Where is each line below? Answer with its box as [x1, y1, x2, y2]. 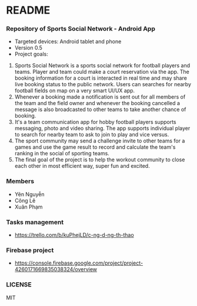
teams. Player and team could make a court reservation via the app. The [14, 69, 190, 76]
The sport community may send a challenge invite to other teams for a [14, 137, 185, 145]
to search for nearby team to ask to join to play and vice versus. [14, 131, 169, 138]
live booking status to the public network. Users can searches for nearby [14, 81, 192, 88]
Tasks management [6, 218, 64, 226]
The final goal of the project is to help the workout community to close [14, 156, 185, 163]
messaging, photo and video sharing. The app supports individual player [14, 125, 191, 132]
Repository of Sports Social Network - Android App [6, 25, 156, 33]
